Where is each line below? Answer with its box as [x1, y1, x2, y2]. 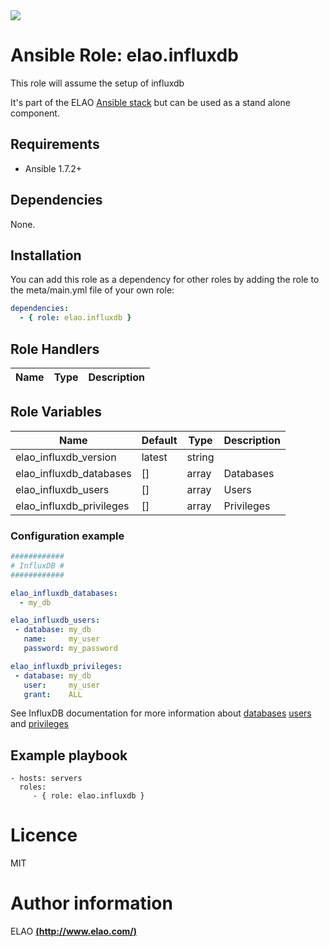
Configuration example [10, 529, 125, 543]
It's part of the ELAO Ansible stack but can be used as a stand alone [10, 96, 291, 108]
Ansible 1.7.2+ [24, 162, 83, 174]
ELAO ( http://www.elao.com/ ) [10, 925, 138, 938]
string [186, 450, 215, 464]
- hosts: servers [10, 774, 83, 784]
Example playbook [10, 747, 128, 764]
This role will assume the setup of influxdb [10, 77, 185, 89]
